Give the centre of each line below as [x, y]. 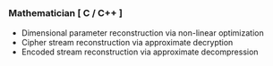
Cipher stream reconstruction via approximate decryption [127, 42]
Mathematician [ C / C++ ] [65, 13]
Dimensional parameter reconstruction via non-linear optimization [143, 33]
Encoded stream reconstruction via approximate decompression [140, 52]
